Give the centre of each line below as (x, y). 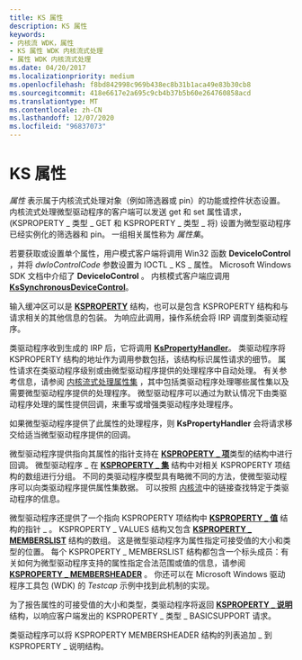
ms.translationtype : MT (54, 101)
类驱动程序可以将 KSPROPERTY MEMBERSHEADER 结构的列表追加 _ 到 (141, 635)
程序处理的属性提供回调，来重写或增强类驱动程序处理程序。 (127, 404)
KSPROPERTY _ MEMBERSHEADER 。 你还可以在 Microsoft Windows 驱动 (147, 574)
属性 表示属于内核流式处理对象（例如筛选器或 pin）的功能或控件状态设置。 (147, 200)
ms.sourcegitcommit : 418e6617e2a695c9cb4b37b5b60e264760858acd (130, 93)
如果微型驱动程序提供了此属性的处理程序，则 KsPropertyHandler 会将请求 (147, 423)
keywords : (28, 34)
